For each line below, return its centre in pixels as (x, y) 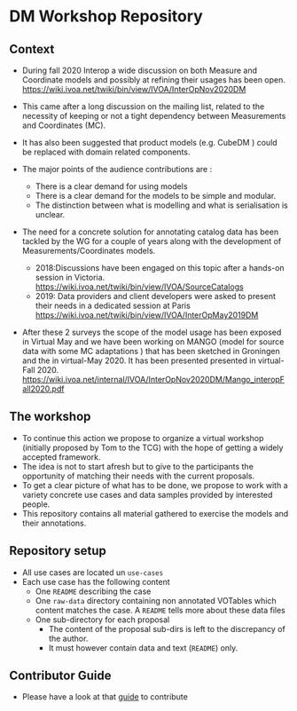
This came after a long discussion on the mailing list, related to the (143, 107)
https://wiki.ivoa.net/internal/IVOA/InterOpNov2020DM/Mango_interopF (153, 379)
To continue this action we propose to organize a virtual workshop (143, 438)
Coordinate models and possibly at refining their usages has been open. (154, 80)
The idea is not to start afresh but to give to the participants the (138, 466)
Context (32, 49)
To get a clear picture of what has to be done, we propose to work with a (155, 485)
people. (36, 504)
